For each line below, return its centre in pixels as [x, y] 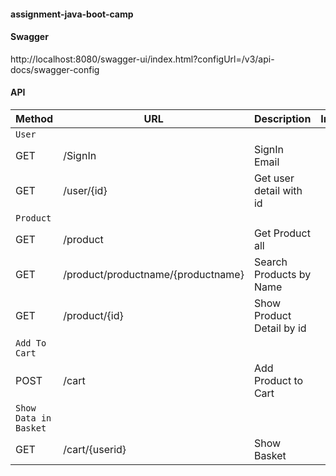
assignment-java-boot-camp [72, 14]
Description [282, 118]
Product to [278, 380]
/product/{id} [93, 315]
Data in [33, 418]
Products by [282, 274]
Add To [31, 343]
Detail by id [280, 328]
